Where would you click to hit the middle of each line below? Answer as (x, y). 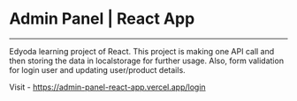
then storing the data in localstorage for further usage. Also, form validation (147, 61)
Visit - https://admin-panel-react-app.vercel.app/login (107, 87)
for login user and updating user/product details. (97, 69)
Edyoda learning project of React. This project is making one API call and (142, 51)
